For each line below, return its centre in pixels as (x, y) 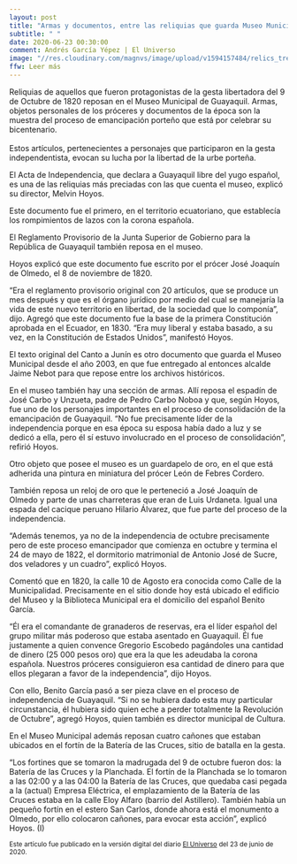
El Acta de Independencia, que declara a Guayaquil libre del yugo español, (145, 174)
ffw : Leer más (35, 67)
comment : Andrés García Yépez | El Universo (92, 50)
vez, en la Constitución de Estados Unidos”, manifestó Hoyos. (122, 337)
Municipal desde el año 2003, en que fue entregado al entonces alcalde (140, 363)
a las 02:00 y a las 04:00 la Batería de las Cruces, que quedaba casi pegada (148, 781)
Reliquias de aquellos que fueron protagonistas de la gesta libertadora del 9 (147, 92)
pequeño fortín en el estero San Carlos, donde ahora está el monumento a (144, 809)
